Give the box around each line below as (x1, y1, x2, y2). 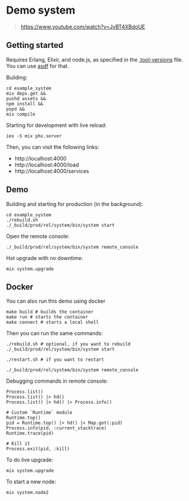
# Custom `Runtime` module (6, 410, 73, 416)
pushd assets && (6, 95, 46, 101)
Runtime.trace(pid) (6, 431, 54, 436)
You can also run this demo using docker (6, 297, 106, 305)
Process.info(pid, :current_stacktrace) (6, 425, 107, 431)
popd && (6, 106, 25, 112)
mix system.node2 (6, 490, 49, 496)
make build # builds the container (6, 309, 94, 315)
